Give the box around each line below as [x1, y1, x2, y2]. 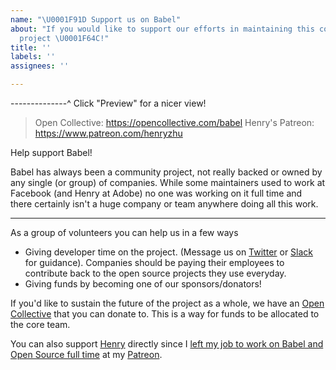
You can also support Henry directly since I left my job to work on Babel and [10, 338, 324, 350]
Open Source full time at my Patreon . [10, 349, 163, 360]
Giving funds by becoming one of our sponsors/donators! [24, 278, 262, 290]
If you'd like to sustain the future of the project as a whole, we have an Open [10, 297, 325, 309]
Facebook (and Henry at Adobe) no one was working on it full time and [10, 187, 303, 199]
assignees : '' [10, 61, 70, 71]
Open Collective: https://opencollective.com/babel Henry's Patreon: [34, 117, 315, 128]
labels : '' [10, 52, 56, 62]
